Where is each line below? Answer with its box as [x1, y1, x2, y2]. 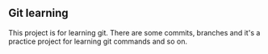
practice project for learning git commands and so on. [8, 36, 188, 46]
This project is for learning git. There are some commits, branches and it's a [8, 27, 261, 37]
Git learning [8, 6, 69, 20]
